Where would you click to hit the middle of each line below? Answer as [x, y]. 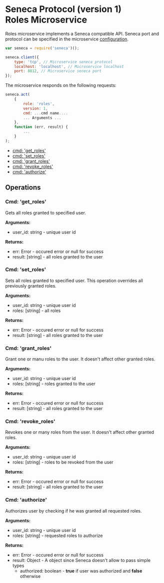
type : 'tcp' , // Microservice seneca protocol [63, 62]
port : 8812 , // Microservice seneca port [58, 71]
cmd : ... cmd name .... [46, 113]
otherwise [30, 576]
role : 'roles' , [39, 103]
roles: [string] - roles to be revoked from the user [63, 462]
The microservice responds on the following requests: [61, 85]
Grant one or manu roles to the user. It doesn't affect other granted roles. [80, 359]
